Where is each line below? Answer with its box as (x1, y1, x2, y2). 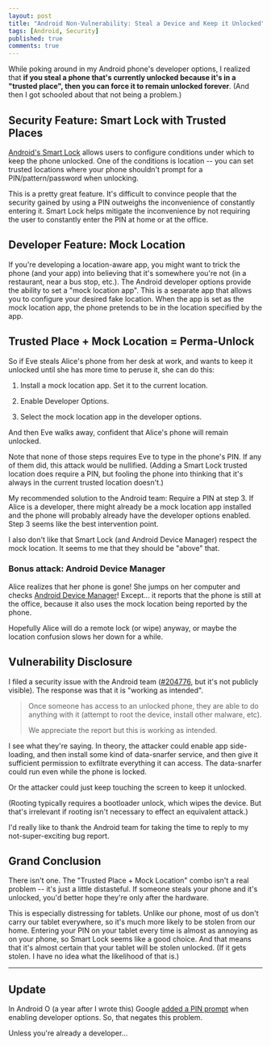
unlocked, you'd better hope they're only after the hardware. (8, 893, 210, 903)
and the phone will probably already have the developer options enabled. (8, 510, 252, 520)
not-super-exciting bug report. (8, 831, 110, 841)
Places (8, 126, 44, 140)
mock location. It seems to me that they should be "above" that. (8, 543, 220, 553)
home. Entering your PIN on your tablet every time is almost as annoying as (8, 925, 258, 935)
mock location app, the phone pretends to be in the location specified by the (8, 303, 262, 312)
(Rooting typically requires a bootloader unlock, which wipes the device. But (8, 798, 262, 807)
